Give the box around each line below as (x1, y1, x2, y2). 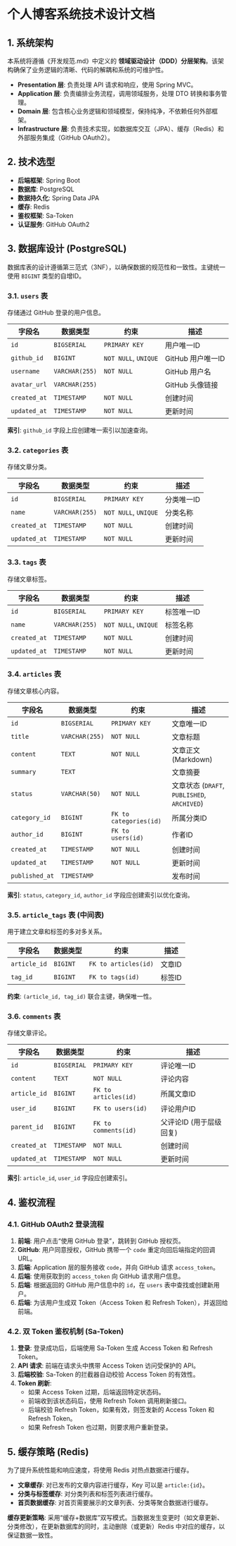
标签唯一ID (164, 607, 201, 617)
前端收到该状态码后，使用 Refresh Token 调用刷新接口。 (27, 1397, 191, 1405)
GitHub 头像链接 (164, 380, 218, 390)
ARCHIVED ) (171, 798, 204, 808)
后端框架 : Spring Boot (17, 176, 81, 184)
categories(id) (111, 817, 162, 825)
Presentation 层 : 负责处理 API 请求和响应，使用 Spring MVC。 (17, 80, 197, 89)
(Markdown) (171, 754, 213, 764)
